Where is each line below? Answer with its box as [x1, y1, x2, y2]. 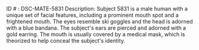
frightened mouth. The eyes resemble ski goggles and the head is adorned [6, 18, 193, 25]
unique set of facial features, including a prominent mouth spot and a [6, 11, 179, 19]
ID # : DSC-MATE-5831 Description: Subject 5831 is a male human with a [6, 5, 188, 12]
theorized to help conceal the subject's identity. [6, 37, 126, 44]
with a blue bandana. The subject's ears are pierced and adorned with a [6, 24, 186, 31]
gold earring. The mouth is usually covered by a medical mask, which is [6, 31, 185, 38]
